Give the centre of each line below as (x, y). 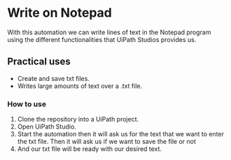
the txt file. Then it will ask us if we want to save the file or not (106, 142)
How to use (27, 104)
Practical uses (39, 62)
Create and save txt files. (53, 78)
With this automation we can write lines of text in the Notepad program (109, 32)
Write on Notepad (59, 13)
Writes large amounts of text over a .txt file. (79, 86)
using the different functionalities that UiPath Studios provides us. (102, 39)
